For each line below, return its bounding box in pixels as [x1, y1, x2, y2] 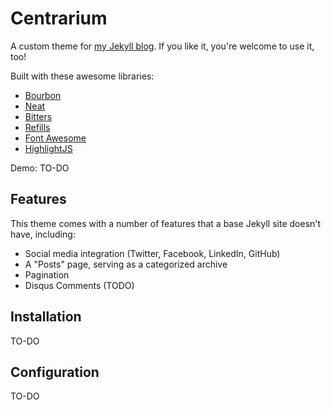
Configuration [10, 363, 100, 381]
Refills [24, 121, 51, 133]
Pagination [24, 268, 70, 281]
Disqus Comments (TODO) [24, 279, 135, 291]
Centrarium [10, 7, 108, 30]
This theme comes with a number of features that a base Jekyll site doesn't [10, 217, 322, 229]
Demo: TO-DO [10, 162, 70, 174]
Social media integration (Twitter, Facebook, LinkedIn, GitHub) [24, 247, 281, 259]
